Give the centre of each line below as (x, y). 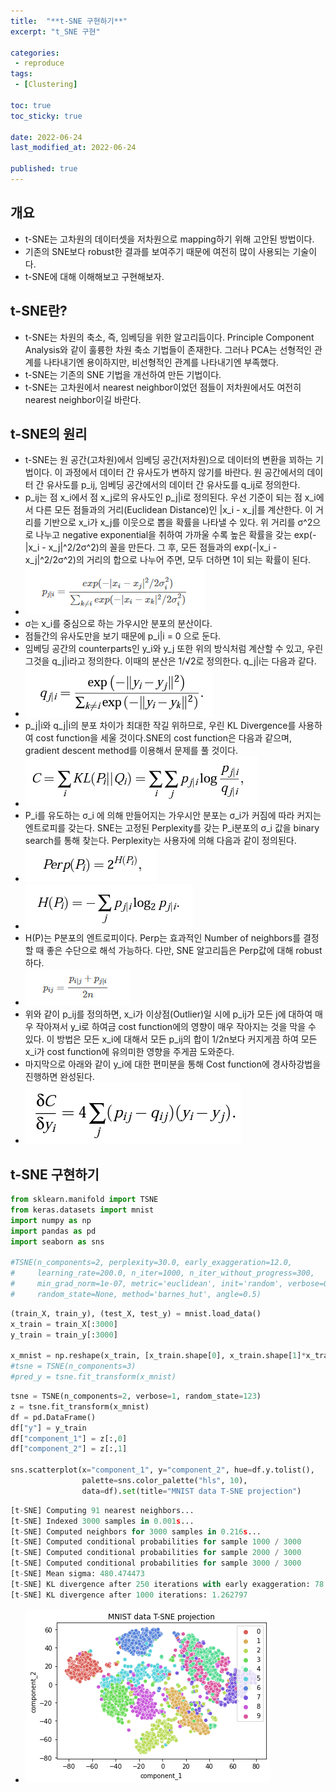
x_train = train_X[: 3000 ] (64, 1324)
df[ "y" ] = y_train (48, 1428)
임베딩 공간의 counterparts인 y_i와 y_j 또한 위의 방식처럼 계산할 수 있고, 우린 (174, 649)
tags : (21, 74)
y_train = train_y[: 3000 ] (64, 1335)
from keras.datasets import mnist (82, 1210)
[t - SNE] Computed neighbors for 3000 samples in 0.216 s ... (136, 1531)
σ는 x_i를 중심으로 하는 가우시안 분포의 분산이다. (118, 624)
